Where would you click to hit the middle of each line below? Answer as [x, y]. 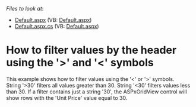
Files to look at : [25, 9]
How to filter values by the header [91, 50]
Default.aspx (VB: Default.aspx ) [53, 20]
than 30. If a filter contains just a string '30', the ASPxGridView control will [97, 92]
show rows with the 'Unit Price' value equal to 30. [67, 98]
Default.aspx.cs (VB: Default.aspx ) [57, 26]
